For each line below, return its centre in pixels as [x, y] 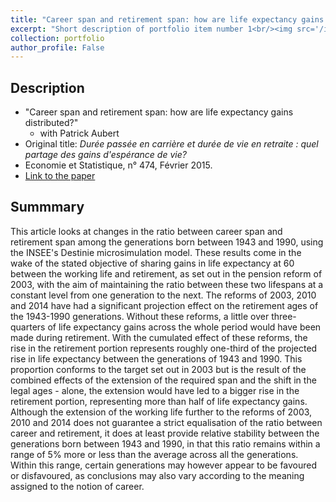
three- [284, 316]
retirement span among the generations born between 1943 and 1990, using [167, 242]
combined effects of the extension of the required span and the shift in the [163, 380]
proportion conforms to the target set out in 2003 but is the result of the [158, 369]
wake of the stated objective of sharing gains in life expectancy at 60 [152, 263]
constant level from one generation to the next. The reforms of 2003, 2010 [163, 295]
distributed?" [51, 123]
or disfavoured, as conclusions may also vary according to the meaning [157, 475]
